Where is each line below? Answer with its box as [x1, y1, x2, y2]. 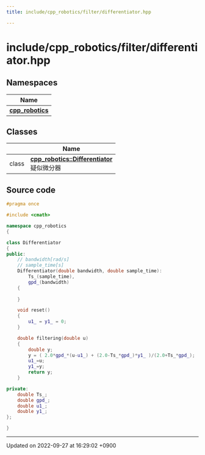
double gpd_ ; [17, 397, 51, 403]
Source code [6, 185, 56, 195]
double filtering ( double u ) [17, 335, 88, 341]
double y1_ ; [17, 409, 48, 415]
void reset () [17, 307, 51, 314]
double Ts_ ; [17, 391, 48, 398]
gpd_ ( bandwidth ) [28, 279, 70, 285]
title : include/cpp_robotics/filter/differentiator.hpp [6, 9, 151, 15]
